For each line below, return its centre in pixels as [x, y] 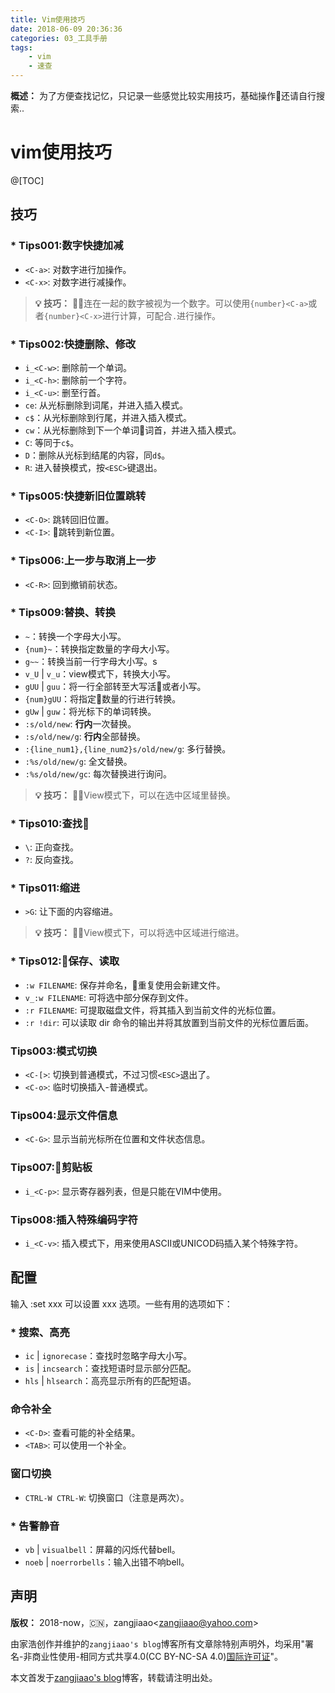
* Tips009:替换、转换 [63, 613]
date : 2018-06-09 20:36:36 [66, 29]
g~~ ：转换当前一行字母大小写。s [91, 661]
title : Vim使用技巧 [48, 19]
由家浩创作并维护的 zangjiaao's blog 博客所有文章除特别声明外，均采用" [158, 1643]
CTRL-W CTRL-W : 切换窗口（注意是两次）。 [107, 1497]
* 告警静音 [35, 1526]
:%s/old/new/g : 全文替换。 [78, 761]
